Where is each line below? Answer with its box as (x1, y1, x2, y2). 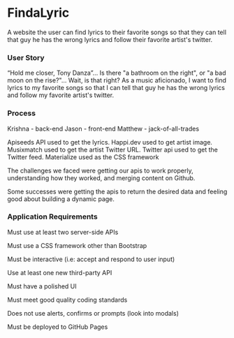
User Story (7, 52, 45, 62)
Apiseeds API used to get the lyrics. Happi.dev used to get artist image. (7, 138, 213, 146)
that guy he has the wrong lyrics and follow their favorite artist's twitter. (7, 35, 213, 43)
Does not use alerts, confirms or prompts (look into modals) (7, 309, 180, 317)
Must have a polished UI (7, 281, 77, 291)
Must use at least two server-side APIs (7, 228, 119, 236)
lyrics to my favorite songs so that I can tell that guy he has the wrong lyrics (7, 84, 226, 92)
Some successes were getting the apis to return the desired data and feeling (7, 187, 228, 196)
